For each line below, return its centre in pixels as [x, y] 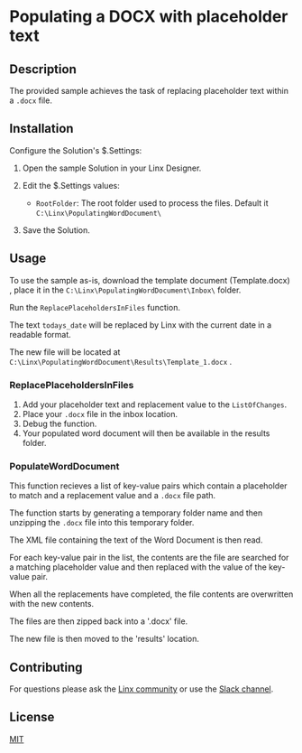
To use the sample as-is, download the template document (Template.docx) [150, 280]
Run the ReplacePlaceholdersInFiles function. [95, 307]
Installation [41, 129]
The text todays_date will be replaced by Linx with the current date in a [141, 325]
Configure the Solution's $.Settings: [76, 150]
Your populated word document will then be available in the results [146, 433]
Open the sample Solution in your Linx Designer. [112, 168]
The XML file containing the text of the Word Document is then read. [136, 540]
